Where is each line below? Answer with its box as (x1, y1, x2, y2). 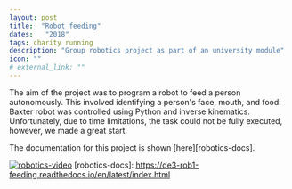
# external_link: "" (9, 63, 86, 72)
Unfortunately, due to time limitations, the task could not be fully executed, (9, 115, 283, 126)
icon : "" (9, 54, 42, 63)
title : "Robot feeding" (9, 21, 101, 30)
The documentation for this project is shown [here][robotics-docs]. (9, 142, 255, 152)
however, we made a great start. (9, 125, 127, 136)
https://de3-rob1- (135, 160, 199, 170)
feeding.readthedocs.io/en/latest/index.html (9, 168, 171, 179)
